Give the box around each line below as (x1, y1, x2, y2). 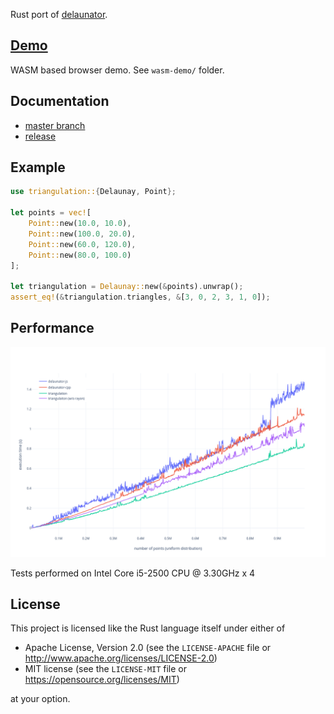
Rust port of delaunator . (10, 9, 108, 20)
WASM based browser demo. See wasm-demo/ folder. (10, 64, 225, 76)
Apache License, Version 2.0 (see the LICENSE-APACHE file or (24, 642, 272, 654)
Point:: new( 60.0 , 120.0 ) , (28, 239, 137, 249)
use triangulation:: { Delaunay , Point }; (10, 187, 177, 197)
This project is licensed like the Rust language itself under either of (10, 622, 286, 634)
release (24, 130, 57, 142)
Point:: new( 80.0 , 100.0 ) (28, 250, 132, 260)
